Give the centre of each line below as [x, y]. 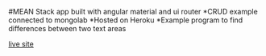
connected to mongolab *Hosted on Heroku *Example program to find [126, 20]
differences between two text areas [67, 28]
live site [21, 44]
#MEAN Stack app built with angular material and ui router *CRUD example [133, 12]
